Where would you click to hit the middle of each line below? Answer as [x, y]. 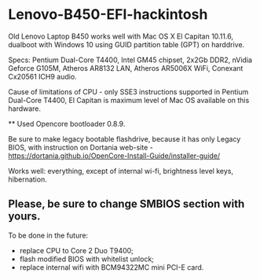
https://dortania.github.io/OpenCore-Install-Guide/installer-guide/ [114, 156]
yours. [24, 217]
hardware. [25, 109]
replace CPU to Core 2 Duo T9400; [76, 250]
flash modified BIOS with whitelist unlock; [87, 259]
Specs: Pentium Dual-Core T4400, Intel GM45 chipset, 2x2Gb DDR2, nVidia [130, 60]
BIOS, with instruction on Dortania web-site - [81, 147]
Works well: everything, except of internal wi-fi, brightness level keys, [121, 171]
